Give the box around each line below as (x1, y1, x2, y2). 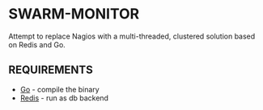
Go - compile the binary (19, 84, 100, 94)
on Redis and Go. (8, 39, 66, 49)
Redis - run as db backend (19, 93, 109, 103)
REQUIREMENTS (8, 63, 93, 77)
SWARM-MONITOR (8, 5, 140, 23)
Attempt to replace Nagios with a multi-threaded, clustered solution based (8, 31, 256, 41)
